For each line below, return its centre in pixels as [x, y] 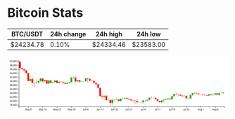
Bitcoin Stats [45, 13]
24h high [109, 34]
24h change [68, 34]
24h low [148, 34]
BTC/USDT [27, 34]
